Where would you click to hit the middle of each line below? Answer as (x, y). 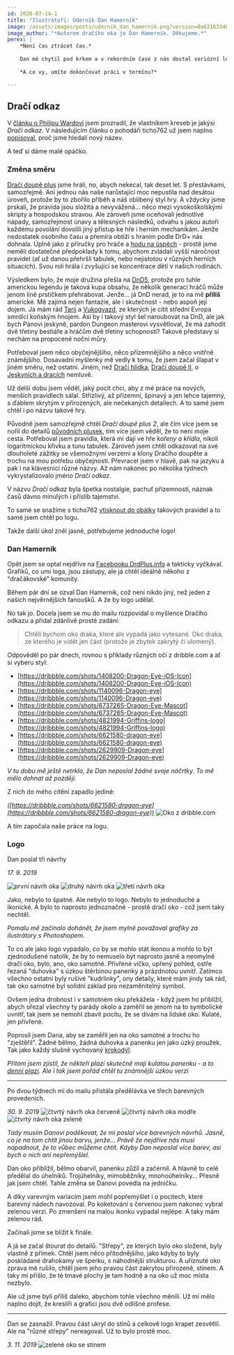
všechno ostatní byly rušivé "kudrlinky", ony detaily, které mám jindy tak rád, (117, 979)
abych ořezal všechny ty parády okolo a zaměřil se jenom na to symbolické (115, 1007)
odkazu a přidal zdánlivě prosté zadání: (63, 620)
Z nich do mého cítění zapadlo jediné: (61, 791)
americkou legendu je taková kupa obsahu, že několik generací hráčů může (116, 287)
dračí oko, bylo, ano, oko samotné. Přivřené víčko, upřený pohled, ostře (110, 964)
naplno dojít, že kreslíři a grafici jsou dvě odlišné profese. (89, 1304)
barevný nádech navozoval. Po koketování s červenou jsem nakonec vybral (115, 1204)
